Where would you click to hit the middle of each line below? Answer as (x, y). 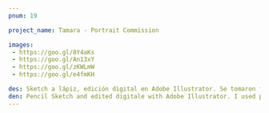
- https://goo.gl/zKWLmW (53, 67)
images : (21, 45)
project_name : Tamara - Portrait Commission (84, 30)
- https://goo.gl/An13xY (53, 60)
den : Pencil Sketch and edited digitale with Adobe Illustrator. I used (132, 96)
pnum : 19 (23, 16)
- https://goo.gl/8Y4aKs (53, 52)
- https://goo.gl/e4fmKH (53, 75)
